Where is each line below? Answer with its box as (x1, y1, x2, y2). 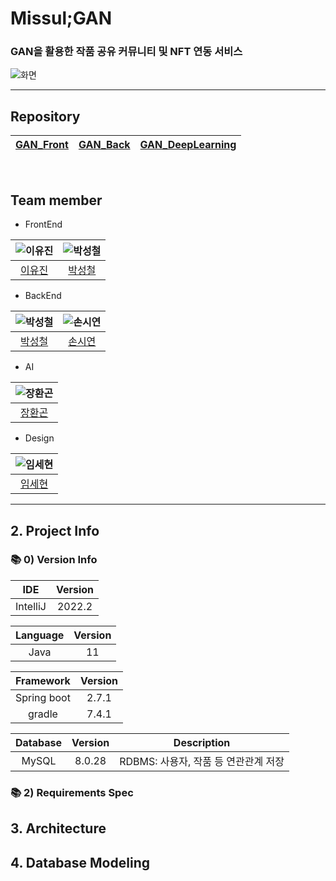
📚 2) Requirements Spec (10, 785, 134, 799)
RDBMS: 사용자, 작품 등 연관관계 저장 (119, 754, 285, 768)
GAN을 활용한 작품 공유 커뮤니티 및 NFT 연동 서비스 (10, 45, 243, 59)
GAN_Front (15, 138, 69, 152)
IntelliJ (15, 599, 47, 613)
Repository (10, 108, 81, 125)
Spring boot (15, 690, 71, 704)
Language (15, 628, 65, 642)
